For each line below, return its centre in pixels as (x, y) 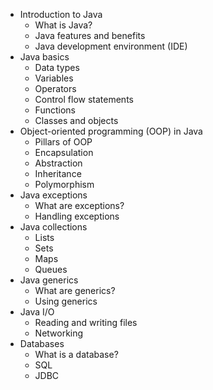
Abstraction (58, 163)
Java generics (49, 280)
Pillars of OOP (63, 142)
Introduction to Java (61, 14)
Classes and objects (76, 120)
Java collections (53, 227)
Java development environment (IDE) (111, 46)
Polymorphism (64, 184)
